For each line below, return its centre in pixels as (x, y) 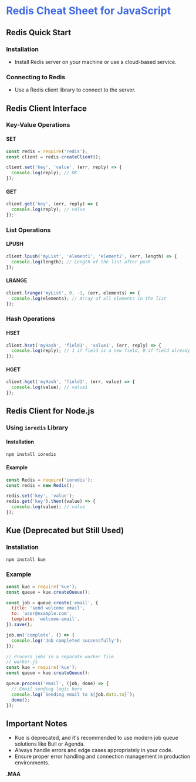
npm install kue (26, 559)
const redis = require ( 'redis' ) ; (47, 151)
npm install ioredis (31, 454)
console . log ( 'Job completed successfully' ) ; (67, 641)
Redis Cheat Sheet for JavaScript (89, 11)
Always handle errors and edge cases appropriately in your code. (94, 750)
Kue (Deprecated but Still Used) (65, 531)
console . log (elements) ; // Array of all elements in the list (89, 298)
